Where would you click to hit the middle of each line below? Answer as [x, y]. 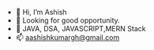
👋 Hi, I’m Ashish [41, 12]
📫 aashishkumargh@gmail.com [68, 37]
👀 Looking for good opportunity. [68, 20]
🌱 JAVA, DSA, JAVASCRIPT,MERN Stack [81, 29]
